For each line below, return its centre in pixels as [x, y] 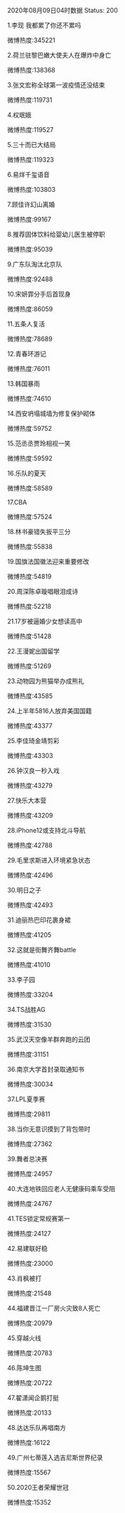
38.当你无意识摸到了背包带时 [49, 1129]
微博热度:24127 [29, 1233]
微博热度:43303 [30, 755]
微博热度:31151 [28, 1054]
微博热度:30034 [31, 1084]
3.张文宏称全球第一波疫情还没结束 [56, 85]
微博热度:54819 [29, 576]
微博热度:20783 [30, 1353]
